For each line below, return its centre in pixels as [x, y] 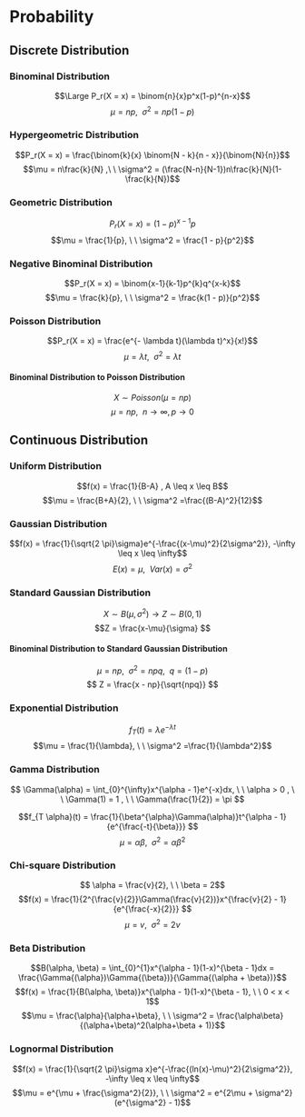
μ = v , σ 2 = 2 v [152, 924]
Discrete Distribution [69, 50]
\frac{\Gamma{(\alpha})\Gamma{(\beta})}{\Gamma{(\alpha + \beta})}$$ [152, 978]
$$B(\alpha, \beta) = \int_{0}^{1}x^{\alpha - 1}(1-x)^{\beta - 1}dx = [152, 968]
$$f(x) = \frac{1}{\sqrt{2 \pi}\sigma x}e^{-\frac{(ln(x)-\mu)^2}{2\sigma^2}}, [152, 1069]
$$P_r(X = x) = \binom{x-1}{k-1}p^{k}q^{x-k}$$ [152, 283]
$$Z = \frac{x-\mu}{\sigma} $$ [152, 628]
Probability [52, 17]
